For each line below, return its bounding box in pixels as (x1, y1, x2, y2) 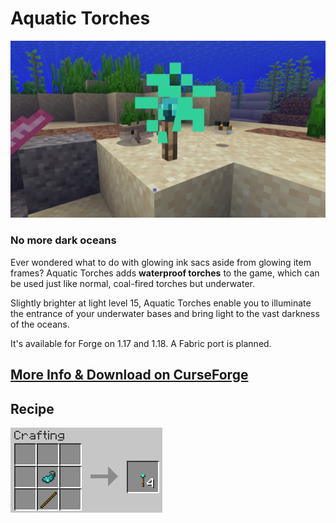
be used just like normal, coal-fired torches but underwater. (10, 277, 256, 289)
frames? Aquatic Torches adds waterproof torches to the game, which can (10, 267, 320, 279)
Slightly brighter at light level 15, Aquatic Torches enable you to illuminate (10, 297, 312, 309)
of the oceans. (10, 318, 70, 330)
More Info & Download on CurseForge (10, 367, 249, 384)
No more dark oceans (10, 233, 117, 247)
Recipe (10, 400, 55, 417)
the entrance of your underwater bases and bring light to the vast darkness (10, 307, 320, 319)
